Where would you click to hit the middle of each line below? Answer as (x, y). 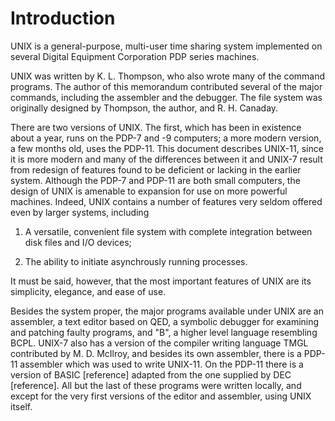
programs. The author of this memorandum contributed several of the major (166, 86)
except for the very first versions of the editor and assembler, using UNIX (161, 396)
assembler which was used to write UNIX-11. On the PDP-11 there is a (161, 364)
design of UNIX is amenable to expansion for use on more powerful (149, 191)
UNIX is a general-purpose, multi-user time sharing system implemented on (166, 46)
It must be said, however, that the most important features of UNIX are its (161, 281)
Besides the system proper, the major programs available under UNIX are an (167, 311)
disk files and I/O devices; (78, 242)
